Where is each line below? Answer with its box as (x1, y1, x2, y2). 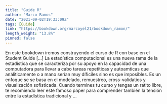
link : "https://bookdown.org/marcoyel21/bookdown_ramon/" (5, 26, 130, 31)
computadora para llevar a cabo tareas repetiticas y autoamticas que (5, 65, 149, 72)
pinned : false (5, 36, 35, 41)
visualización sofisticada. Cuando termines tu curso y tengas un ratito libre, (5, 82, 162, 88)
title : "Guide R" (5, 7, 42, 13)
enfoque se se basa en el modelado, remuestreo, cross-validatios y (5, 77, 146, 83)
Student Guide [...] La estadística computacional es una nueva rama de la (5, 55, 158, 61)
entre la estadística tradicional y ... (5, 92, 77, 99)
